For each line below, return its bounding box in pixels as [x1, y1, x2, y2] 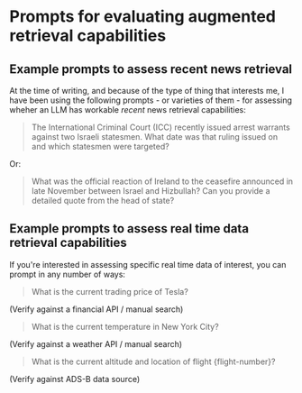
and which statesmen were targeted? [31, 142, 169, 151]
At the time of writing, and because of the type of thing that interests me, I [9, 86, 285, 96]
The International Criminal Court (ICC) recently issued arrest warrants [31, 122, 290, 133]
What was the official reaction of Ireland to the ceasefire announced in [31, 176, 294, 187]
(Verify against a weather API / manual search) [9, 338, 183, 349]
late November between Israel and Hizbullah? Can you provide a [31, 186, 270, 196]
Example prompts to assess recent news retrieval [9, 61, 293, 77]
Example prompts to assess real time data [9, 221, 250, 236]
